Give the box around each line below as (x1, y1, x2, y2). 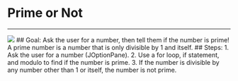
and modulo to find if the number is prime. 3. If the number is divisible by (7, 58, 220, 66)
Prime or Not (7, 5, 84, 21)
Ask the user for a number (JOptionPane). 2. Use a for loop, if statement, (7, 51, 220, 59)
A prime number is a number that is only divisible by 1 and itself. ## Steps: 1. (7, 43, 229, 51)
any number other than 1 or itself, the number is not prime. (7, 66, 177, 74)
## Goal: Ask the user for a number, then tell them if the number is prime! (16, 35, 230, 44)
